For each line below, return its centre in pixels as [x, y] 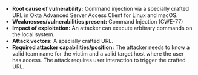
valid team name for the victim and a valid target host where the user [98, 54]
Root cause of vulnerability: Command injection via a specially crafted [101, 9]
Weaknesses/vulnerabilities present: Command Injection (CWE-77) [97, 21]
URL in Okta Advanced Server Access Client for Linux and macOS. [95, 15]
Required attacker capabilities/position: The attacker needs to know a [101, 47]
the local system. [33, 34]
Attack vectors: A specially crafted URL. [63, 41]
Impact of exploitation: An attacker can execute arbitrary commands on [102, 28]
